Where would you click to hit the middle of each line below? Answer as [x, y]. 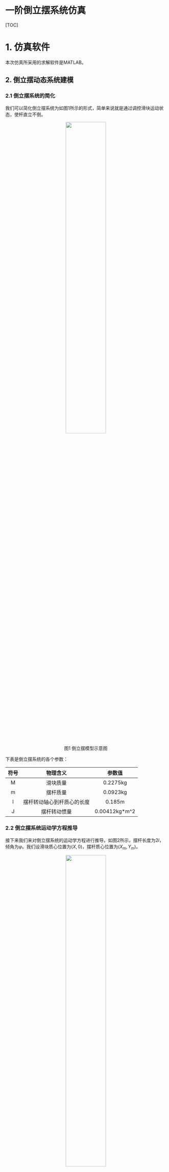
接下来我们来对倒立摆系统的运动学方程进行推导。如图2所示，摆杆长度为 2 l [82, 840]
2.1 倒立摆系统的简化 [30, 96]
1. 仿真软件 [28, 47]
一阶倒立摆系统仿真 [46, 10]
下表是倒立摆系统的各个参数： [37, 759]
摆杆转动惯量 [57, 812]
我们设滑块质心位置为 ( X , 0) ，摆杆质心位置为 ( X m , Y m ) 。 [83, 847]
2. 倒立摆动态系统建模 [40, 80]
